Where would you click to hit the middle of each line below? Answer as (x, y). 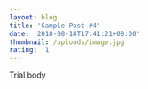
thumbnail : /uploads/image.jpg (67, 42)
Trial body (27, 75)
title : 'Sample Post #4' (55, 26)
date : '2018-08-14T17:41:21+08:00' (75, 33)
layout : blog (33, 17)
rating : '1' (31, 50)
